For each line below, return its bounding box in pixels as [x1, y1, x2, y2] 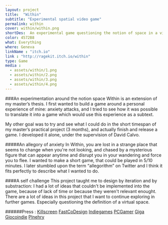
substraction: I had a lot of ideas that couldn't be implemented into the [5, 183, 150, 189]
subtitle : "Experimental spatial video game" [5, 16, 101, 21]
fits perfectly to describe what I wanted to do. [5, 168, 99, 174]
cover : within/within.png [5, 26, 59, 31]
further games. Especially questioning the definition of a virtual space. [5, 198, 150, 205]
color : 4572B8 [5, 35, 35, 40]
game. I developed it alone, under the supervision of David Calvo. [5, 131, 140, 137]
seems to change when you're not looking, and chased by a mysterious [5, 146, 152, 152]
